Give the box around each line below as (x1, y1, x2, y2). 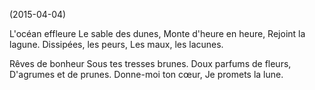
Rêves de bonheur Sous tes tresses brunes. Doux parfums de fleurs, (9, 58, 292, 69)
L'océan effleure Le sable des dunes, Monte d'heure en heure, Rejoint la (9, 28, 306, 39)
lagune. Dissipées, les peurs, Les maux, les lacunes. (9, 39, 224, 50)
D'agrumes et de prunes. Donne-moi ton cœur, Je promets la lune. (9, 69, 284, 80)
